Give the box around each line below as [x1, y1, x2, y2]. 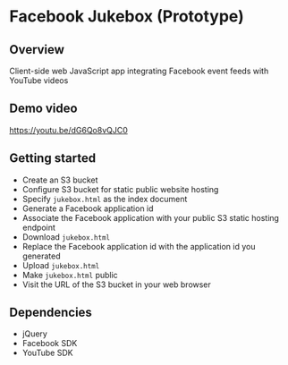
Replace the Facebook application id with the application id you [21, 241, 256, 251]
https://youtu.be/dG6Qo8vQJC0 [9, 124, 128, 135]
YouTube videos [9, 75, 69, 86]
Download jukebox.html [21, 231, 110, 242]
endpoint [21, 222, 56, 233]
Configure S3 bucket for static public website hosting [21, 183, 219, 194]
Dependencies [9, 305, 92, 320]
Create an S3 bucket [21, 174, 98, 185]
